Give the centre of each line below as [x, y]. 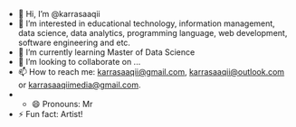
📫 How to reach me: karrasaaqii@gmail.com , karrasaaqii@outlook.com [151, 72]
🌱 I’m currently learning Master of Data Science [106, 52]
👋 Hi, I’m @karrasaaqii [59, 14]
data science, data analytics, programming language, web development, [153, 33]
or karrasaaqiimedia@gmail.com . [80, 85]
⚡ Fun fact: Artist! [50, 114]
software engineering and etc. [74, 42]
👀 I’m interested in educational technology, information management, [147, 23]
